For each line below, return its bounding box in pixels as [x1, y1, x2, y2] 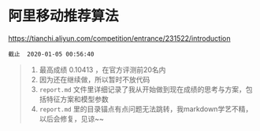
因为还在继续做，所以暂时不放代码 [39, 75, 150, 84]
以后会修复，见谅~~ [39, 114, 105, 123]
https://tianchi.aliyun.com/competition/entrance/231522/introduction [8, 33, 231, 43]
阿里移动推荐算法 [8, 7, 120, 25]
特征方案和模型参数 [46, 94, 109, 104]
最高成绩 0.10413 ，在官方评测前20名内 [39, 64, 166, 75]
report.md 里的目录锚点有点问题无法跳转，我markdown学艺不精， [39, 104, 253, 114]
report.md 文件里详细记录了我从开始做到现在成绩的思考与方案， [39, 84, 246, 94]
